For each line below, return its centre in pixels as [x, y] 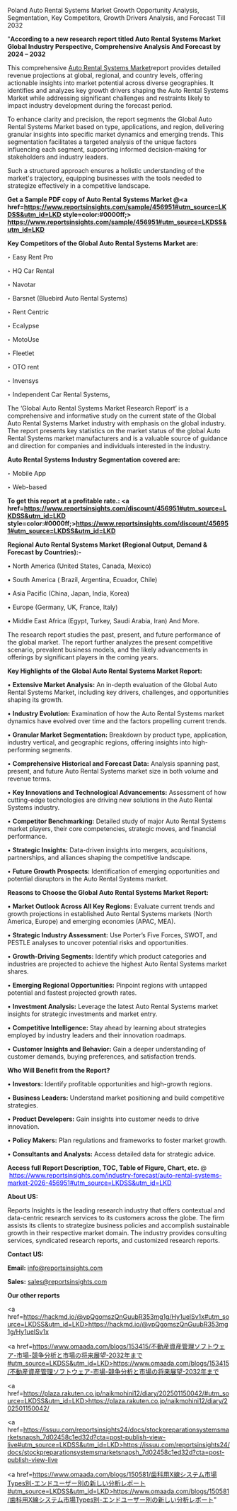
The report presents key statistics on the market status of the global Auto [114, 431]
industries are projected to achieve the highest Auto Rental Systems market [117, 964]
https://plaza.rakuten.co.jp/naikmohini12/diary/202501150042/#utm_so [126, 1393]
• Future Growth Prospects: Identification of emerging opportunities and [114, 871]
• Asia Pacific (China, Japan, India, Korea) [68, 593]
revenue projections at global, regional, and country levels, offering [105, 75]
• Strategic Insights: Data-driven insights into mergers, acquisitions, [108, 850]
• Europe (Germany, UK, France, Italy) [63, 607]
